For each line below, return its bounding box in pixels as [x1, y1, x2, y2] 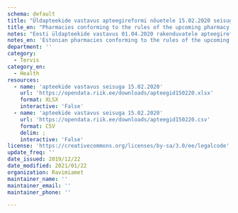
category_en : [7, 63, 46, 70]
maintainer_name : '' [7, 175, 69, 182]
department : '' [7, 43, 52, 50]
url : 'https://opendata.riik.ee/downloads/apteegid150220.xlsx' [20, 89, 214, 97]
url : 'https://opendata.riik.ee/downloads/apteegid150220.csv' [20, 116, 211, 123]
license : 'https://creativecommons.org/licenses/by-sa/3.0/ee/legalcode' [7, 143, 230, 150]
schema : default [7, 10, 55, 18]
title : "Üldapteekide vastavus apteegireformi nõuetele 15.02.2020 [7, 17, 211, 24]
